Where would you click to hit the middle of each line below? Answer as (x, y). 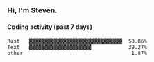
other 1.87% (77, 54)
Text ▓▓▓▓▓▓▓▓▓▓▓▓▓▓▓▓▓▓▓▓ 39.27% (77, 48)
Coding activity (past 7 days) (50, 27)
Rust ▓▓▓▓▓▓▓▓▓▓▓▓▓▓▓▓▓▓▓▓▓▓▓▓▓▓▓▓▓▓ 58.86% (77, 41)
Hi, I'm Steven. (32, 10)
